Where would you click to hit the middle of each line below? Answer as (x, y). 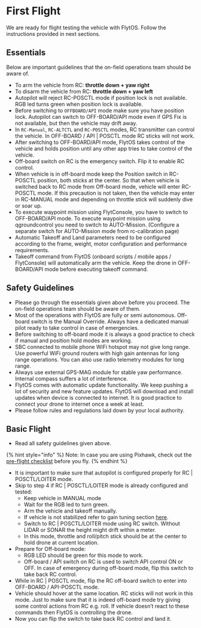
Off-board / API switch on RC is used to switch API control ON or (103, 562)
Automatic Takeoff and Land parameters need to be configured (93, 237)
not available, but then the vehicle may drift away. (76, 123)
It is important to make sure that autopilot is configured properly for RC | (104, 473)
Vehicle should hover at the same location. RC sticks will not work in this (104, 593)
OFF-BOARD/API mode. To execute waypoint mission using (88, 218)
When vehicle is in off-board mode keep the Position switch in (91, 174)
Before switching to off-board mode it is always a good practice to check (105, 334)
